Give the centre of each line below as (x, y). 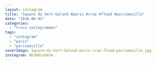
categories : (17, 23)
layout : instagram (24, 10)
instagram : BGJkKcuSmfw (29, 55)
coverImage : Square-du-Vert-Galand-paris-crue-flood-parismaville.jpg (78, 50)
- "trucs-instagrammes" (33, 28)
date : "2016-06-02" (25, 19)
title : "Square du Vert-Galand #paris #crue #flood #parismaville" (75, 14)
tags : (10, 32)
